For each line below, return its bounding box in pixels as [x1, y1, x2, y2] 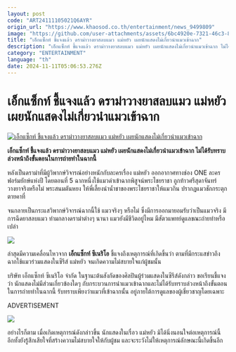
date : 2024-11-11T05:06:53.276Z [7, 63, 102, 70]
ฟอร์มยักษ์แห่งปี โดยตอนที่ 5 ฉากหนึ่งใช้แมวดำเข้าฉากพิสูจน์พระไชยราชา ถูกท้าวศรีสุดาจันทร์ [7, 176, 217, 184]
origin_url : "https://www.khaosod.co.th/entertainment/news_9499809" [7, 23, 216, 30]
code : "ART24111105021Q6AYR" [7, 17, 93, 24]
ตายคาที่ [7, 191, 26, 201]
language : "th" [7, 56, 52, 63]
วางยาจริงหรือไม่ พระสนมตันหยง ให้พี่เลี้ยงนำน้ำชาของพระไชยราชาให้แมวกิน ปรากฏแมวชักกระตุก [7, 184, 228, 192]
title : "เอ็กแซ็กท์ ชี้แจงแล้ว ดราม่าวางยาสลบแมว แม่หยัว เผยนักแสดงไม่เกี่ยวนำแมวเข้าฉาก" [7, 37, 202, 44]
